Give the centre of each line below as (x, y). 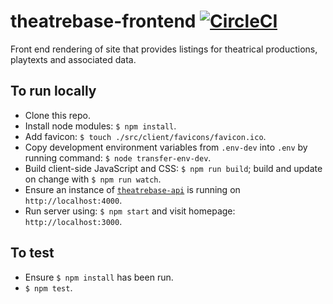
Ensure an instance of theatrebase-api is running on (132, 189)
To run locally (53, 91)
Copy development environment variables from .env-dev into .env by (166, 147)
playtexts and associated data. (73, 59)
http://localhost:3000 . (73, 221)
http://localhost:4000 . (73, 200)
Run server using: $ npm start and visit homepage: (130, 211)
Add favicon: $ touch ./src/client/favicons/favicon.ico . (145, 136)
